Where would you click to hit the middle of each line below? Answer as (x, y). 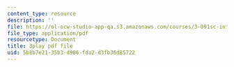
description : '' (31, 20)
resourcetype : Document (42, 40)
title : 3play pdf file (40, 46)
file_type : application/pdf (48, 33)
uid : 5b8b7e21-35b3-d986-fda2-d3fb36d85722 (71, 53)
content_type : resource (42, 14)
